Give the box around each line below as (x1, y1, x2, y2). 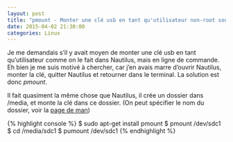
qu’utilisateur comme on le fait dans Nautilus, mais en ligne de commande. (7, 56, 220, 64)
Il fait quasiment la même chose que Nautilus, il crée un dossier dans (7, 91, 204, 100)
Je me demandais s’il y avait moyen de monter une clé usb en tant (7, 48, 196, 57)
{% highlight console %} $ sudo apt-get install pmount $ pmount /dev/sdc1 (7, 119, 221, 128)
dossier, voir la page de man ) (7, 106, 90, 114)
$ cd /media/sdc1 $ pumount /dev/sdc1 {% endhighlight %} (7, 127, 176, 135)
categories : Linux (7, 29, 60, 37)
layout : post (7, 10, 45, 17)
